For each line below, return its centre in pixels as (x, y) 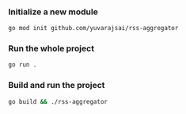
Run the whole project (51, 48)
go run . (23, 65)
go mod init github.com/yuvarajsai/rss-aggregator (93, 28)
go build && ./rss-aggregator (58, 101)
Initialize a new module (53, 12)
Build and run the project (57, 85)
